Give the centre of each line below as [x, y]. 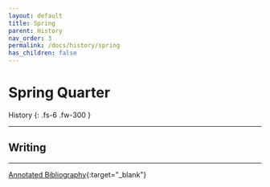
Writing [27, 148]
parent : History [35, 30]
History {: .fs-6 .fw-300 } [49, 115]
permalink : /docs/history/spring [64, 46]
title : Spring [32, 23]
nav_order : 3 [30, 38]
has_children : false [43, 53]
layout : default [35, 16]
